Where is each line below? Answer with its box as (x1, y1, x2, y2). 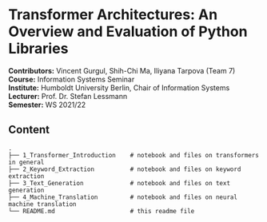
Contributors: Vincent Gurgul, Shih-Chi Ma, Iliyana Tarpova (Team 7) (8, 65, 236, 75)
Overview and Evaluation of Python (8, 22, 248, 41)
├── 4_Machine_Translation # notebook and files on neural (8, 193, 238, 201)
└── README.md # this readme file (8, 207, 195, 215)
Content (8, 123, 50, 137)
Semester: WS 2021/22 (8, 100, 86, 109)
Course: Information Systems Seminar (8, 74, 135, 84)
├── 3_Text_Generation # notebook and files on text (8, 179, 230, 187)
